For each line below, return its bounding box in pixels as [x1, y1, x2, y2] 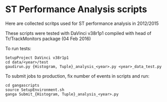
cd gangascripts [5, 83, 39, 88]
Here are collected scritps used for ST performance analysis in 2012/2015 [5, 20, 159, 26]
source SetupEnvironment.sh [5, 87, 65, 92]
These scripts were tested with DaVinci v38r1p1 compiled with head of [5, 30, 152, 36]
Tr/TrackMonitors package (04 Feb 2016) [5, 36, 91, 42]
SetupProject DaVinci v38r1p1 [5, 55, 69, 60]
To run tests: [5, 45, 31, 51]
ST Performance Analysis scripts [5, 4, 147, 15]
